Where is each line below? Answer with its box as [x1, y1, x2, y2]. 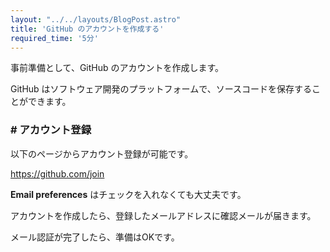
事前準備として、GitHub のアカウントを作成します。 [10, 62, 225, 74]
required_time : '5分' [10, 33, 99, 43]
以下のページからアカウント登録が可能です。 [10, 147, 194, 160]
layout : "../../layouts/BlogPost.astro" [10, 14, 182, 25]
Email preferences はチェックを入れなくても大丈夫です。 [10, 188, 247, 200]
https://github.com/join [10, 167, 105, 180]
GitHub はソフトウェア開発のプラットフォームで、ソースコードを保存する [10, 83, 312, 95]
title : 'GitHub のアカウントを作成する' [10, 24, 165, 34]
